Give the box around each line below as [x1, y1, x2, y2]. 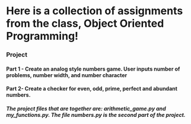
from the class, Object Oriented [6, 17, 164, 30]
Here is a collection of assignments [6, 4, 183, 18]
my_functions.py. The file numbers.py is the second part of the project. [6, 111, 186, 118]
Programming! [6, 30, 79, 43]
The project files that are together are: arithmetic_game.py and [6, 105, 166, 112]
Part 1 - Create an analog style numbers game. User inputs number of [6, 65, 180, 72]
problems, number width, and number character [6, 71, 128, 78]
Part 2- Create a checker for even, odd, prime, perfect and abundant [6, 85, 178, 93]
